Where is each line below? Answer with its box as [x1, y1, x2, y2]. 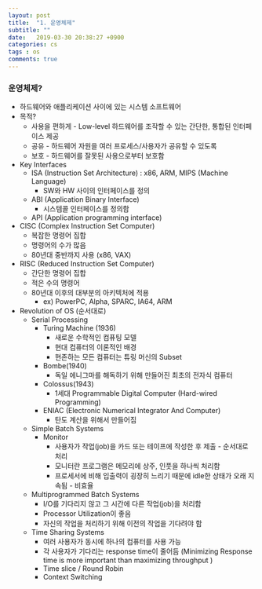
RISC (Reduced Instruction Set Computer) [19, 259, 155, 269]
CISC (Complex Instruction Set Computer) [19, 221, 155, 231]
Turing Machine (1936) [42, 324, 116, 333]
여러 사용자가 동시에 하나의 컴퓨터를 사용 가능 [42, 537, 182, 547]
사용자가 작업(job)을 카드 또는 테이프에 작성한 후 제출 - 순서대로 [54, 441, 249, 452]
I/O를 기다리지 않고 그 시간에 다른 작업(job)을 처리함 [42, 499, 202, 509]
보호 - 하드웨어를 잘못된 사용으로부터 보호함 [31, 151, 165, 161]
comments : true [8, 56, 58, 64]
